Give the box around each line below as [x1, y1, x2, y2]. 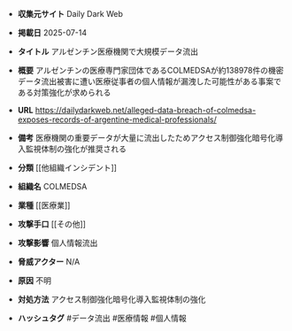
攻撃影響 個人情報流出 [17, 238, 98, 248]
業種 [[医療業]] [17, 200, 71, 211]
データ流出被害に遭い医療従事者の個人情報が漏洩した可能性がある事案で [17, 76, 281, 87]
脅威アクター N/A [17, 257, 81, 266]
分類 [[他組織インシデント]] [17, 163, 118, 173]
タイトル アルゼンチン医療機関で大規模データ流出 [17, 46, 199, 57]
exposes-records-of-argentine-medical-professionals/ [17, 114, 217, 125]
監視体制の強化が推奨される [25, 143, 127, 154]
